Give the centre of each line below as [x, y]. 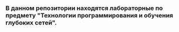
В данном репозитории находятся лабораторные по [84, 8]
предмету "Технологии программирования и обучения [89, 15]
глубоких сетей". [31, 23]
